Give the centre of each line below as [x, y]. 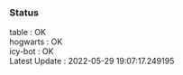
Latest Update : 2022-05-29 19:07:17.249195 [92, 61]
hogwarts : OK [36, 42]
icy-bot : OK [32, 52]
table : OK [28, 33]
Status [24, 13]
